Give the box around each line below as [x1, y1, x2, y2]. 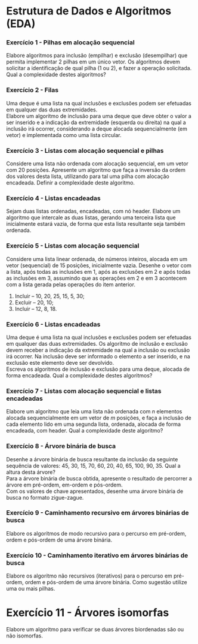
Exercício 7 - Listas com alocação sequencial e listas [6, 386, 162, 395]
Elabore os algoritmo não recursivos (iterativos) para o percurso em [6, 572, 173, 579]
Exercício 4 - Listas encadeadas [6, 194, 101, 202]
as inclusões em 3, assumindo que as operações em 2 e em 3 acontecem [6, 274, 187, 282]
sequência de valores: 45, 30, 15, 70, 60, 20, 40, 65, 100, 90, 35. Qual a [6, 462, 181, 469]
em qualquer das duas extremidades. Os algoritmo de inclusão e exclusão [6, 340, 188, 347]
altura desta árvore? [6, 468, 55, 476]
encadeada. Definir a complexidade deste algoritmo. [6, 179, 135, 186]
